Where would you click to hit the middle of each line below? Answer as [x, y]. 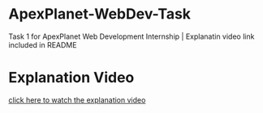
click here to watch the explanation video [77, 100]
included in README [43, 44]
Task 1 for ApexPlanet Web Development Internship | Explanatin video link [131, 36]
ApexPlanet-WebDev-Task [100, 14]
